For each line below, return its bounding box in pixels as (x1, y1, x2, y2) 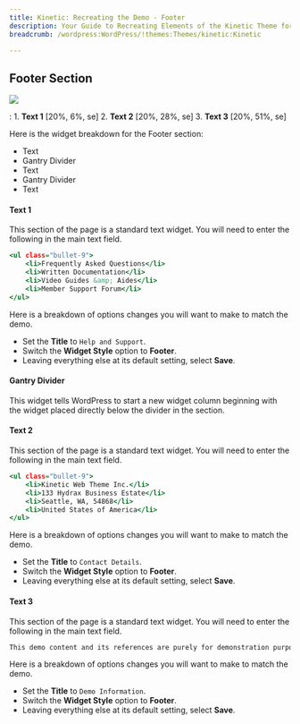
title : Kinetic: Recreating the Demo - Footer (9, 13, 186, 22)
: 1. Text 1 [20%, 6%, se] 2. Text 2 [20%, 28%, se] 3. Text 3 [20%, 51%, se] (9, 111, 287, 122)
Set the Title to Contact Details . (21, 557, 143, 567)
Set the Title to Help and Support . (21, 336, 146, 346)
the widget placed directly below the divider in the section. (9, 405, 225, 415)
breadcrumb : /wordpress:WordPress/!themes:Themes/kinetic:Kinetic (9, 30, 262, 38)
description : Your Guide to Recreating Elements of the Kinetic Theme (9, 21, 278, 30)
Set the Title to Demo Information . (21, 686, 146, 696)
